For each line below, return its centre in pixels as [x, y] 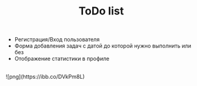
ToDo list [101, 11]
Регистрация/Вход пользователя [57, 39]
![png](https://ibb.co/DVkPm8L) [45, 76]
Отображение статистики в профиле [62, 58]
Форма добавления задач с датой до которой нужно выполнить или [103, 46]
